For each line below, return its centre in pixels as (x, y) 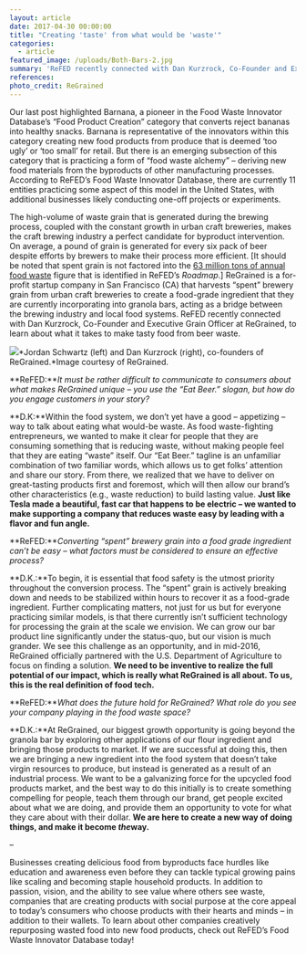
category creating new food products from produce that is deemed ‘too (143, 141)
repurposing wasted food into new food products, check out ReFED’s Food (149, 930)
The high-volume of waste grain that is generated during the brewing (139, 216)
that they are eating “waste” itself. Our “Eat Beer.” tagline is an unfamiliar (145, 455)
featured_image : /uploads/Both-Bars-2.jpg (91, 60)
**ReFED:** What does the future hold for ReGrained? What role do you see (153, 702)
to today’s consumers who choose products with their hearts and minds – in (152, 910)
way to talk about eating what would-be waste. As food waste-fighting (142, 426)
